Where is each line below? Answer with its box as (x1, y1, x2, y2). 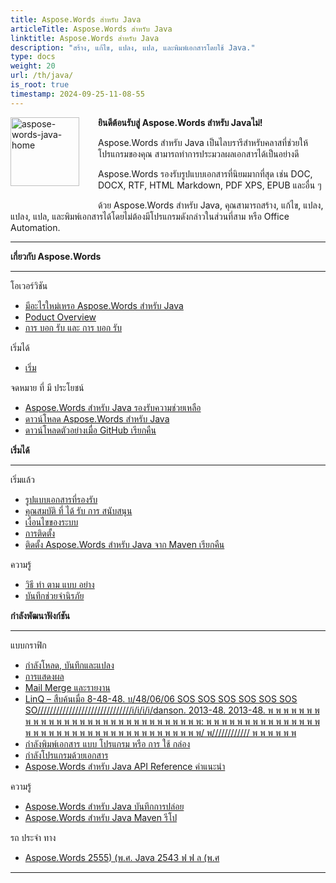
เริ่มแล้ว (10, 473, 35, 485)
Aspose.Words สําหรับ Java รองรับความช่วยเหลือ (24, 401, 202, 413)
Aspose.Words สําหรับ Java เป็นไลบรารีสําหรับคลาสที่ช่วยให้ (98, 136, 308, 148)
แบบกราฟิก (10, 639, 47, 651)
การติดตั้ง (24, 527, 56, 539)
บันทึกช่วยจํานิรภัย (24, 589, 85, 601)
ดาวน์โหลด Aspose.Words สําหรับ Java (24, 412, 170, 425)
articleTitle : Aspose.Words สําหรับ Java (10, 24, 173, 34)
